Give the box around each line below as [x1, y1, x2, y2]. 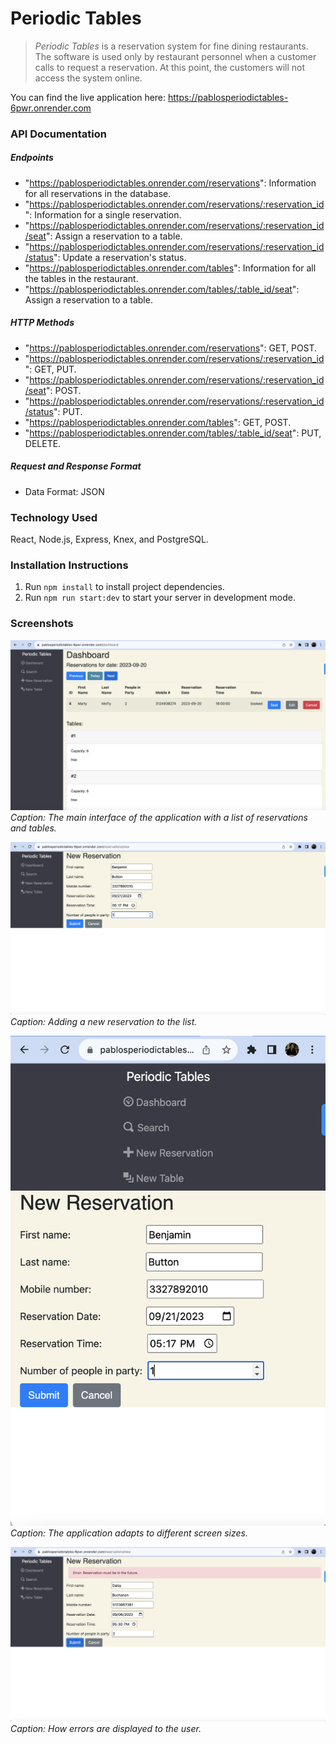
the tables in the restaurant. [24, 272, 139, 284]
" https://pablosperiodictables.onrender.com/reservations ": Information [24, 177, 317, 189]
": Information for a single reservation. [24, 208, 182, 221]
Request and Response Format [10, 460, 142, 472]
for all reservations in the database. [24, 187, 172, 199]
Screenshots [10, 617, 74, 631]
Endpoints [10, 152, 54, 164]
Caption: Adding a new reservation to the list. [10, 1016, 198, 1028]
